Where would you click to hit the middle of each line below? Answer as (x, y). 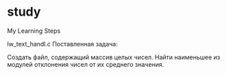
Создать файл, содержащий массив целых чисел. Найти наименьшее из (114, 57)
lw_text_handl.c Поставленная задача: (62, 44)
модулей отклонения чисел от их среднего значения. (86, 64)
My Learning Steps (34, 31)
